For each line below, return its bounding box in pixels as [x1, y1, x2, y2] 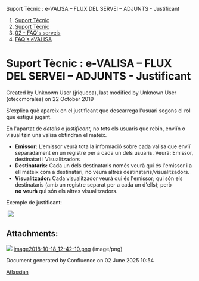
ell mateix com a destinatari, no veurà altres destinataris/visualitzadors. [14, 168, 189, 175]
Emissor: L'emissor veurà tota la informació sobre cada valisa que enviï [14, 143, 191, 150]
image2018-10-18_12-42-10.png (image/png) [13, 245, 123, 252]
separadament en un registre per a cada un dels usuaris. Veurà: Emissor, [14, 149, 194, 156]
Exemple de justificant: [6, 198, 63, 206]
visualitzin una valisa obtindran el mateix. [6, 131, 107, 138]
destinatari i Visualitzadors [14, 155, 80, 163]
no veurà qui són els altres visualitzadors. [14, 187, 118, 194]
